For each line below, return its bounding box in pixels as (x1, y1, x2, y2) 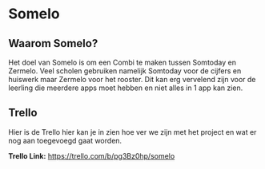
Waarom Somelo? (8, 37, 98, 50)
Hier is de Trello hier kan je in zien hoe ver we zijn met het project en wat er (8, 127, 257, 136)
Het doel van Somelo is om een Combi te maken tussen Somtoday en (8, 57, 236, 67)
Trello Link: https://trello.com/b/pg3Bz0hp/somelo (8, 151, 175, 160)
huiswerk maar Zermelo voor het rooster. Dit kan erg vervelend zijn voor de (8, 75, 256, 84)
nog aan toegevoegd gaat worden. (8, 136, 122, 145)
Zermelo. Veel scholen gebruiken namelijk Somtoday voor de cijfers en (8, 66, 242, 76)
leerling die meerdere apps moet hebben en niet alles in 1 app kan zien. (8, 83, 243, 92)
